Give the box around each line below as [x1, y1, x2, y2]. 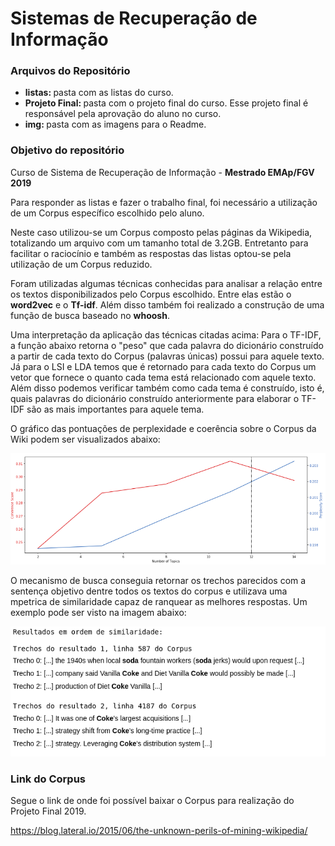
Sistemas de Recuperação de [10, 7, 258, 30]
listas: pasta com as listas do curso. [24, 87, 174, 99]
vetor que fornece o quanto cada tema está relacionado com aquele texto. [10, 371, 317, 383]
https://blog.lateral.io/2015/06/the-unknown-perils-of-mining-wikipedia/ [10, 824, 308, 836]
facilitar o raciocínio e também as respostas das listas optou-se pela [10, 247, 292, 259]
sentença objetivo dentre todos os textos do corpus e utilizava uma [10, 585, 288, 597]
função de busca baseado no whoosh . [10, 309, 170, 321]
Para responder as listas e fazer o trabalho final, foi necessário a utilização [10, 196, 318, 208]
